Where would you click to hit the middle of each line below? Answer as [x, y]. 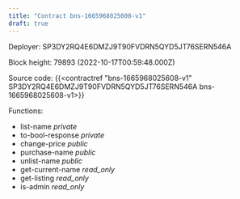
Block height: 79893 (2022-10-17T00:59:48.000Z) [92, 62]
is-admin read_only [52, 186]
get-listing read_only [54, 178]
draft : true [28, 23]
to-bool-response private [62, 135]
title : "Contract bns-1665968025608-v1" [78, 16]
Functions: [26, 111]
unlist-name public [51, 161]
